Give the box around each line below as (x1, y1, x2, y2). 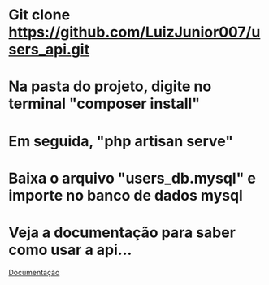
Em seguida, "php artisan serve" (8, 132, 234, 150)
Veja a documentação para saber (8, 223, 236, 241)
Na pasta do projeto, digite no (8, 77, 212, 96)
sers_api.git (8, 41, 90, 58)
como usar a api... (8, 240, 132, 259)
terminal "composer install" (8, 95, 201, 113)
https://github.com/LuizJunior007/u (8, 23, 261, 41)
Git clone (8, 6, 71, 24)
